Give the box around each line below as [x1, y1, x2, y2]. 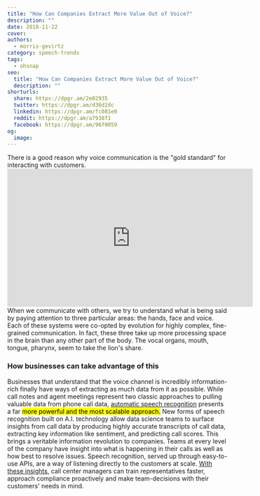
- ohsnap [13, 62, 39, 69]
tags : [7, 56, 23, 63]
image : [13, 134, 33, 141]
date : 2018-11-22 [7, 23, 58, 30]
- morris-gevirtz [13, 43, 64, 50]
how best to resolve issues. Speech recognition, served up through [7, 452, 201, 460]
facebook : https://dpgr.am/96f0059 [13, 121, 118, 128]
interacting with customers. [7, 161, 86, 169]
